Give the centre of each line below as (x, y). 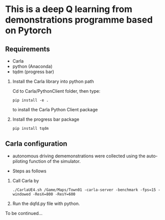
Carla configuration (36, 144)
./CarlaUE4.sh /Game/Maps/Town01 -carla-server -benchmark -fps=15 (84, 190)
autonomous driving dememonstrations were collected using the (79, 156)
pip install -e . (30, 100)
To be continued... (24, 213)
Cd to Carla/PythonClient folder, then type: (56, 91)
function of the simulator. (55, 161)
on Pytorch (28, 31)
